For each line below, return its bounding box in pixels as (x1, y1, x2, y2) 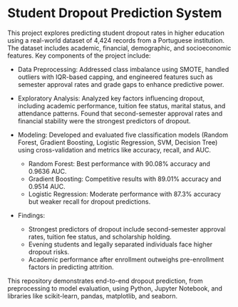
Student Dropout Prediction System (7, 5, 222, 21)
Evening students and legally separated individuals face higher (28, 240, 213, 249)
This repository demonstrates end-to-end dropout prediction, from (7, 276, 203, 285)
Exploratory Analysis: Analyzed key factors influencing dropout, (17, 94, 205, 103)
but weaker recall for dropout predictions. (28, 197, 151, 206)
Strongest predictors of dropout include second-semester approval (28, 224, 226, 233)
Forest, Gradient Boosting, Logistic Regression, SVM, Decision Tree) (17, 137, 218, 147)
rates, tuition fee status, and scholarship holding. (28, 232, 172, 241)
